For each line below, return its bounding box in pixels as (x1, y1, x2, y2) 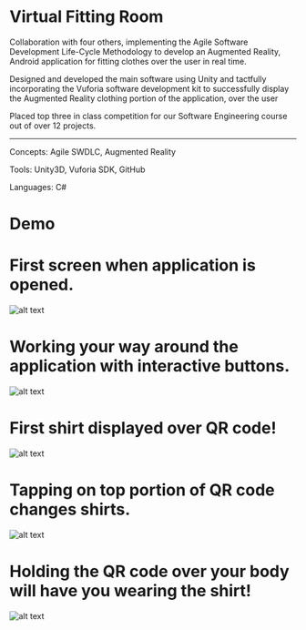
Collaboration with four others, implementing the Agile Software (9, 36, 249, 47)
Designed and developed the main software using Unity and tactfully (9, 73, 267, 84)
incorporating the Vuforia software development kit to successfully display (9, 83, 290, 94)
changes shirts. (9, 499, 131, 520)
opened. (9, 275, 75, 295)
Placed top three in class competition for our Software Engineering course (9, 110, 288, 121)
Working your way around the (9, 337, 239, 357)
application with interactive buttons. (9, 356, 291, 377)
